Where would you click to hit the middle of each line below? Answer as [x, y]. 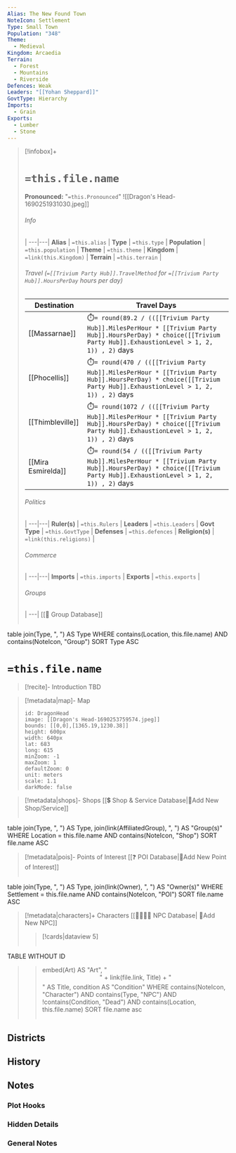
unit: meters [44, 775]
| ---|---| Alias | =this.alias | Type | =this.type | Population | [115, 242]
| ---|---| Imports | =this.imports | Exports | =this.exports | [112, 576]
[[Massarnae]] [52, 333]
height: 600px [45, 732]
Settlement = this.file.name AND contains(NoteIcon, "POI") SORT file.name [116, 894]
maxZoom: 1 [40, 763]
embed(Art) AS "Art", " [74, 970]
